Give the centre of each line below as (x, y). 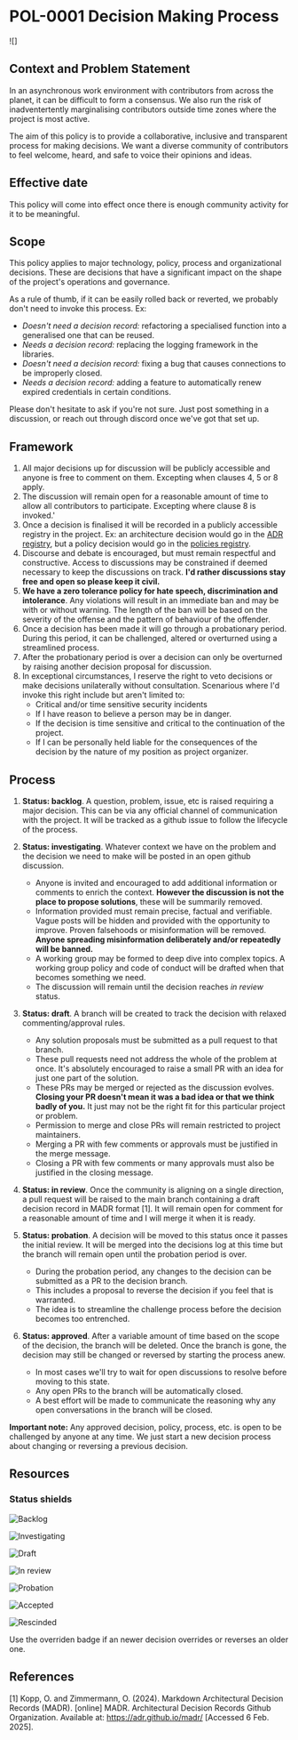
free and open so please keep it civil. (91, 582)
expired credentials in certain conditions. (96, 392)
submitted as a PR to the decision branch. (111, 1281)
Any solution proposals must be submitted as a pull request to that (156, 1040)
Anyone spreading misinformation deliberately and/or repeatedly (158, 939)
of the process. (50, 830)
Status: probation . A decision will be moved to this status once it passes (155, 1235)
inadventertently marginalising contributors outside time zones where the (143, 109)
